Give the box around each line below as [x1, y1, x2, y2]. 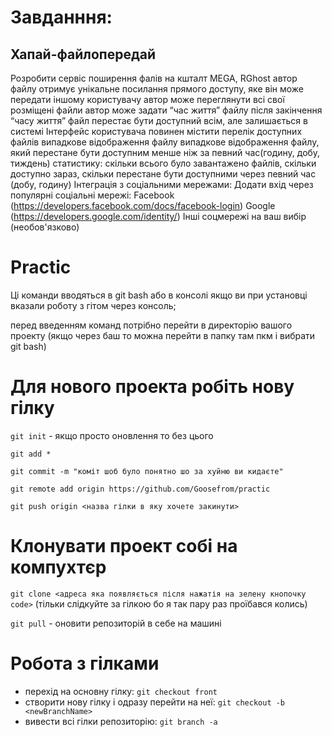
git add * [10, 449, 52, 459]
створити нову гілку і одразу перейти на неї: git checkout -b [24, 696, 286, 708]
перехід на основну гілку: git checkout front [24, 685, 218, 697]
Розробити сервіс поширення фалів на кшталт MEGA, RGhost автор [10, 72, 298, 84]
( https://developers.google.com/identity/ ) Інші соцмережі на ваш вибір [10, 211, 307, 222]
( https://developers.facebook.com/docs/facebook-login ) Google [10, 200, 276, 211]
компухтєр [10, 556, 107, 579]
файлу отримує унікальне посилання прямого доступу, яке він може [10, 83, 305, 95]
